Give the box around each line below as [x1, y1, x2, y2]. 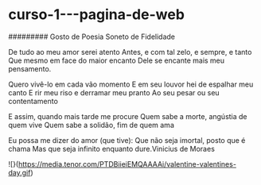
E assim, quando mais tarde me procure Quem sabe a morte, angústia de [8, 111, 248, 121]
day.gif [8, 168, 31, 177]
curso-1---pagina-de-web [8, 6, 185, 24]
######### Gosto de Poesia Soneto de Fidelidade [8, 32, 176, 41]
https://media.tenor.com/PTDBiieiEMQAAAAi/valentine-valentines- [18, 159, 237, 168]
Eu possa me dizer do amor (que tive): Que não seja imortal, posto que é [8, 135, 246, 145]
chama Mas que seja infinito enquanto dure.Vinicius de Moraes [8, 144, 215, 153]
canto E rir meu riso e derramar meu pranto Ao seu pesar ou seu [8, 87, 220, 97]
